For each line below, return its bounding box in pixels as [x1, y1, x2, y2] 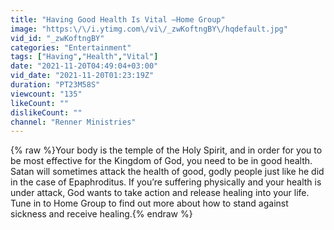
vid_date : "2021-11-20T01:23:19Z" [10, 71, 155, 81]
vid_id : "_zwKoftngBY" [10, 33, 105, 43]
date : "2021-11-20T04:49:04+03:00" [10, 61, 159, 71]
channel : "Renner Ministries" [10, 117, 137, 127]
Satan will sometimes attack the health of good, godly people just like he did [10, 166, 325, 178]
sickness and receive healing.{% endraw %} [10, 208, 193, 220]
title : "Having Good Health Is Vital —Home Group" [10, 14, 226, 25]
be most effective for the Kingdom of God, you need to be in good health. [10, 155, 313, 167]
